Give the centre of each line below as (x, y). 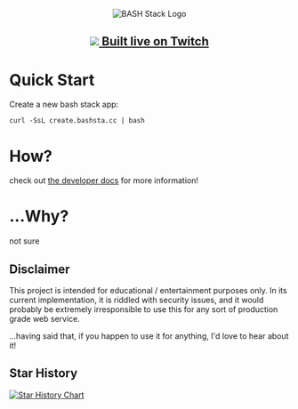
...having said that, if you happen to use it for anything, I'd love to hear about (149, 336)
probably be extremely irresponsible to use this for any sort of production (144, 309)
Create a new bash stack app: (64, 104)
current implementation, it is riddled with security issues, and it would (137, 300)
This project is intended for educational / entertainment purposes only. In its (148, 291)
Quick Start (52, 80)
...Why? (39, 217)
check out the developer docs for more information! (104, 180)
